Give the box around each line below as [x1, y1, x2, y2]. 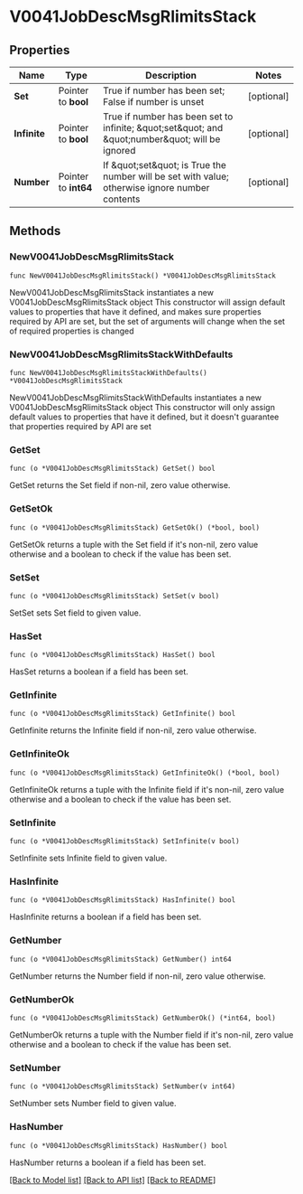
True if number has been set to [103, 110, 234, 123]
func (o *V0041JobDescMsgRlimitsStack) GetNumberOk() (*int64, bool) [9, 1013, 277, 1022]
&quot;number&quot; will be [103, 133, 221, 146]
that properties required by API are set [9, 420, 151, 431]
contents [103, 193, 141, 205]
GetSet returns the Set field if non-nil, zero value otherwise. [9, 480, 231, 491]
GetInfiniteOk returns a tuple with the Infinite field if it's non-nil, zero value [9, 784, 285, 794]
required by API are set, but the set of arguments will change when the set [9, 315, 286, 326]
